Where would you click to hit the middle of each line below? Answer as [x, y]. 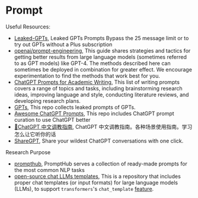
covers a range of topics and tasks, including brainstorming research [98, 88]
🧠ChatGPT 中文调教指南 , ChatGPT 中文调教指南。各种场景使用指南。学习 [103, 126]
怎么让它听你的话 [35, 134]
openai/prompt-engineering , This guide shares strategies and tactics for [102, 50]
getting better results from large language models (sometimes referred [100, 57]
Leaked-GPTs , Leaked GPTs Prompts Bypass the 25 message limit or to [101, 38]
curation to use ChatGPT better [52, 119]
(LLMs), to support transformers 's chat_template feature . [84, 189]
